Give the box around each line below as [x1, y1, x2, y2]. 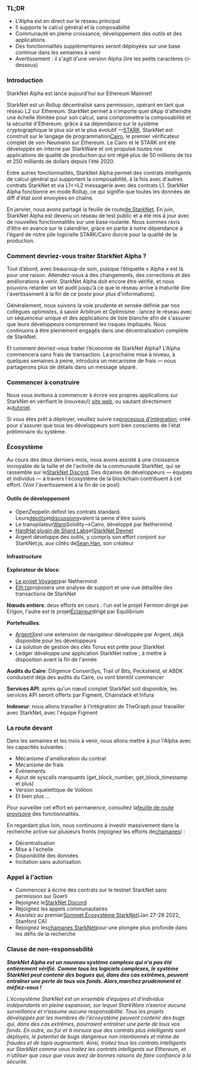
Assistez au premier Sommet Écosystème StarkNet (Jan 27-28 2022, [15, 912, 180, 919]
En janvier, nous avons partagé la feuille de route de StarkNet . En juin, [6, 206, 174, 213]
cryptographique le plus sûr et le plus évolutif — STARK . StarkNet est [6, 126, 173, 134]
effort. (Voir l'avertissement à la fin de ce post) [6, 482, 120, 489]
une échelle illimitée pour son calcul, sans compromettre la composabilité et [6, 113, 191, 121]
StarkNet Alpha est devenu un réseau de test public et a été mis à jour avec [6, 212, 190, 219]
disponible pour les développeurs [15, 637, 97, 644]
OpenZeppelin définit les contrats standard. [15, 508, 121, 515]
